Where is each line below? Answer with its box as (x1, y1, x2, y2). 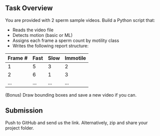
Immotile (64, 54, 86, 61)
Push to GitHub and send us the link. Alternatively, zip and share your (5, 120, 148, 126)
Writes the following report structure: (12, 42, 89, 49)
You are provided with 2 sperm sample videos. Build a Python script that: (5, 17, 155, 23)
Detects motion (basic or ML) (12, 32, 73, 38)
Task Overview (5, 4, 53, 12)
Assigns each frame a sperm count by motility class (12, 37, 119, 43)
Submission (5, 107, 43, 115)
